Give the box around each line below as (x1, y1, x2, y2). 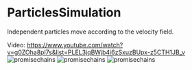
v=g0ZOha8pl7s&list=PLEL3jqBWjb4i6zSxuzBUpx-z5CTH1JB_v (7, 48, 186, 56)
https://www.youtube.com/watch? (27, 40, 123, 49)
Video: (7, 40, 26, 49)
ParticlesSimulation (7, 5, 121, 21)
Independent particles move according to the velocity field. (7, 27, 174, 36)
